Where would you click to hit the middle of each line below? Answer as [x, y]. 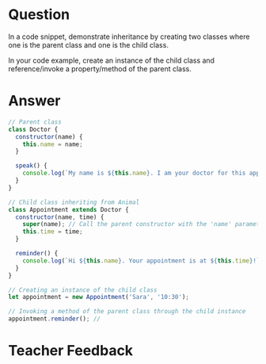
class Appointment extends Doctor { [68, 209]
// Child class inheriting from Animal [74, 202]
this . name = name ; [53, 144]
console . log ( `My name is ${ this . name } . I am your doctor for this [134, 173]
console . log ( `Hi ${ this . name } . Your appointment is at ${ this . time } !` [141, 261]
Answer [34, 101]
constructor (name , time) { [60, 217]
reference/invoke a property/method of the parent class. [100, 68]
